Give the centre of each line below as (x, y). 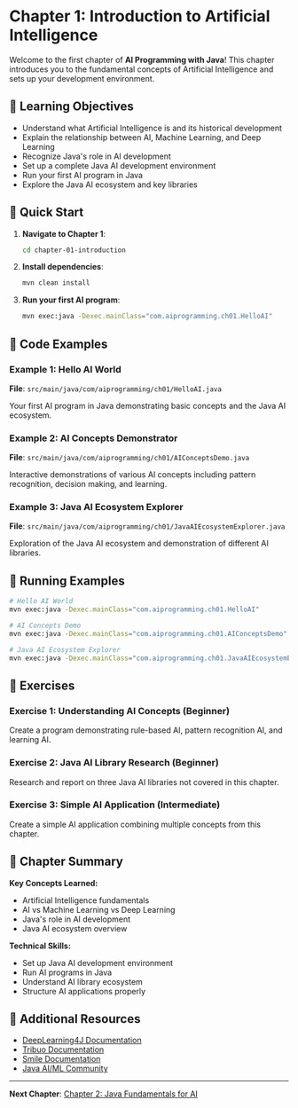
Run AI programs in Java (67, 972)
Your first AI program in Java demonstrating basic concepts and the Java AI (148, 405)
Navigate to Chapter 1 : (64, 233)
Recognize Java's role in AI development (96, 156)
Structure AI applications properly (84, 991)
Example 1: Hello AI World (65, 369)
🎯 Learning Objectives (72, 107)
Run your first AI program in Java (82, 175)
